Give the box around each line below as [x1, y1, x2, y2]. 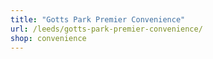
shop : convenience [10, 33, 87, 43]
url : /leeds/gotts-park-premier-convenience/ [10, 24, 203, 34]
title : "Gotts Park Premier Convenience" [10, 14, 186, 25]
